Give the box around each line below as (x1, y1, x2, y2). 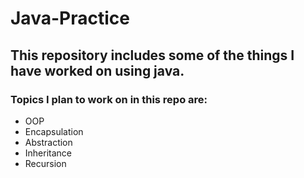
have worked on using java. (10, 62, 185, 79)
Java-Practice (10, 7, 130, 30)
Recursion (24, 157, 67, 169)
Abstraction (24, 136, 73, 148)
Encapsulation (24, 125, 84, 137)
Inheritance (24, 147, 73, 159)
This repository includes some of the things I (10, 47, 295, 64)
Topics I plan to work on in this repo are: (10, 92, 208, 106)
